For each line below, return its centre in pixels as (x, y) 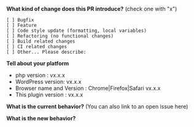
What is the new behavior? (41, 118)
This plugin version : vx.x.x (49, 95)
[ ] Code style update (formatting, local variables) (77, 31)
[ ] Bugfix (20, 20)
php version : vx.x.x (40, 75)
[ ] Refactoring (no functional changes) (60, 36)
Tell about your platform (38, 63)
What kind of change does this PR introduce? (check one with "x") (92, 9)
